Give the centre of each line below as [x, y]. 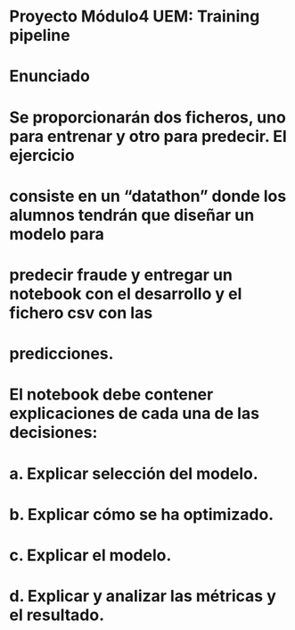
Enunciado [50, 76]
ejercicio [42, 155]
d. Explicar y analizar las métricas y [143, 596]
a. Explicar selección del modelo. [134, 473]
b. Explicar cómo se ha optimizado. [142, 514]
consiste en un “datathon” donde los [148, 196]
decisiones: [53, 433]
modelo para [57, 234]
